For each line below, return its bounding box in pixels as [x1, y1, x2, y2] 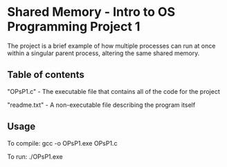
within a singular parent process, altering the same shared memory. [7, 49, 200, 57]
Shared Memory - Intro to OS [7, 4, 176, 20]
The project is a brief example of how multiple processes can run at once [7, 41, 216, 50]
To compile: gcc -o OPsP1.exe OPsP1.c [7, 139, 118, 147]
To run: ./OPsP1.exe [7, 153, 64, 161]
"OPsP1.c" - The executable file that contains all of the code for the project [7, 87, 220, 95]
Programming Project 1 [7, 19, 140, 35]
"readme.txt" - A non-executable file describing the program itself [7, 101, 196, 109]
